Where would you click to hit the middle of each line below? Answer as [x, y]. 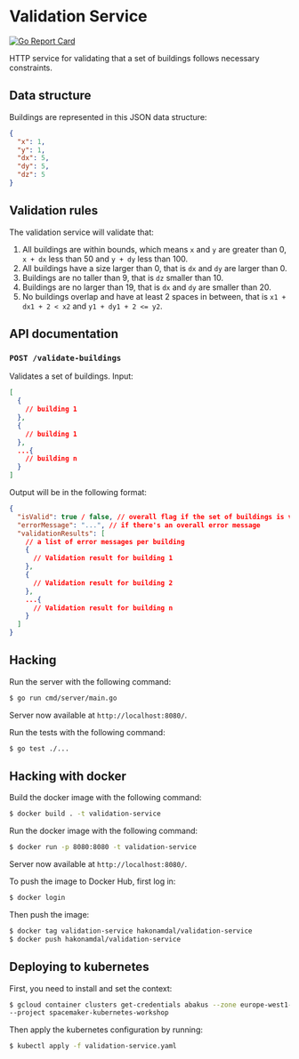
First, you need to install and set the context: [91, 988]
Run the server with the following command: [90, 681]
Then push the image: [49, 915]
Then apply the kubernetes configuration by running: [106, 1030]
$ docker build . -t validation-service [85, 814]
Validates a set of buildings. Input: [71, 376]
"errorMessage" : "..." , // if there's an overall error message [139, 525]
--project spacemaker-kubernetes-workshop [89, 1013]
